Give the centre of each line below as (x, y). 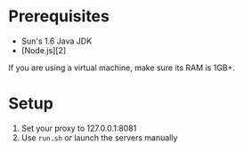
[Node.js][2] (44, 50)
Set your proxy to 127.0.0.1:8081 (79, 128)
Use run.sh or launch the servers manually (99, 137)
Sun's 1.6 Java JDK (57, 41)
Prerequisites (59, 16)
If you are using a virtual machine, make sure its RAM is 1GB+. (122, 68)
